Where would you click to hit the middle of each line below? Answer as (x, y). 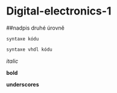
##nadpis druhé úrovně (35, 28)
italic (12, 61)
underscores (23, 84)
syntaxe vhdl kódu (29, 50)
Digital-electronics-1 (59, 11)
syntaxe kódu (23, 39)
